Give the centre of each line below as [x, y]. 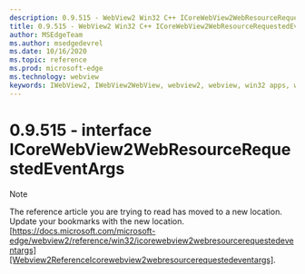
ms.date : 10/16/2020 [49, 52]
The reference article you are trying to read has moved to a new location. [146, 211]
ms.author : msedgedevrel [56, 43]
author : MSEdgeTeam [46, 34]
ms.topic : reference [49, 60]
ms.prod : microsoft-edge [56, 69]
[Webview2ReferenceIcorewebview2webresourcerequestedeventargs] [142, 259]
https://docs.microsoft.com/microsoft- [84, 230]
